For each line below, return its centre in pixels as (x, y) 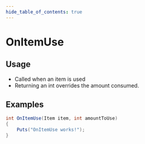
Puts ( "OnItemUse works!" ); (51, 130)
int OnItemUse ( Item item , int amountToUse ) (62, 118)
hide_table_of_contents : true (44, 12)
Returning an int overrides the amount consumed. (77, 85)
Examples (25, 105)
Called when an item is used (50, 79)
